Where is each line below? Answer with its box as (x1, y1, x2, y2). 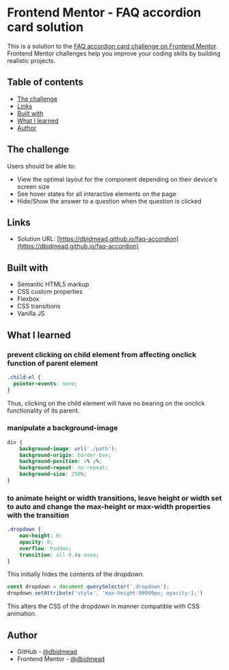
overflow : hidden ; (19, 545, 72, 552)
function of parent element (7, 358, 98, 368)
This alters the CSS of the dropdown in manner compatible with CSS (7, 602, 200, 610)
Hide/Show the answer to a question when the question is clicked (16, 197, 202, 205)
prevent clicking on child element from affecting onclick (7, 349, 197, 359)
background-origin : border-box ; (19, 451, 111, 458)
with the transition (7, 510, 70, 520)
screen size (16, 182, 50, 190)
